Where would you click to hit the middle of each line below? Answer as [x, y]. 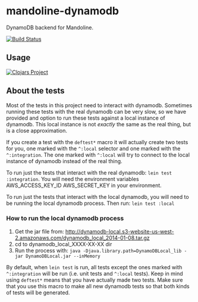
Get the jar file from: [39, 231]
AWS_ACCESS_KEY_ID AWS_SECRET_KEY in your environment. [84, 185]
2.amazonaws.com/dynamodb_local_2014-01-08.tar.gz [82, 238]
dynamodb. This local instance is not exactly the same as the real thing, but [99, 124]
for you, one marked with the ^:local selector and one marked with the [93, 148]
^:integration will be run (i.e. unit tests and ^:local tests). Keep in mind [95, 273]
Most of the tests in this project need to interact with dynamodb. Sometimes [99, 105]
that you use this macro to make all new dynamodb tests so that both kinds [98, 286]
